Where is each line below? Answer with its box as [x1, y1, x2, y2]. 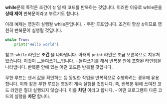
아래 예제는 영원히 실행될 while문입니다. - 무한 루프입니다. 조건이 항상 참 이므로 [5, 21, 157, 27]
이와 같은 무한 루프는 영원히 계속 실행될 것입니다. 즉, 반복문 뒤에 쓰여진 [19, 81, 157, 87]
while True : [5, 37, 30, 42]
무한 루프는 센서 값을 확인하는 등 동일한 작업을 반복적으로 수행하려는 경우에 [5, 74, 151, 81]
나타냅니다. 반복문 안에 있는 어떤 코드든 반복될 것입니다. [5, 64, 113, 70]
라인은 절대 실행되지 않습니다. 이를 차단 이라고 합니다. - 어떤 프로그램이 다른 [10, 87, 157, 93]
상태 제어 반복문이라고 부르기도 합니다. [5, 10, 80, 16]
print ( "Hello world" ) [14, 42, 59, 47]
